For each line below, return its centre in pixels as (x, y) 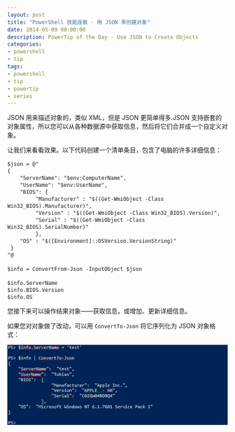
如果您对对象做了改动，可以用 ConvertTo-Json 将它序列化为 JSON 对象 (108, 326)
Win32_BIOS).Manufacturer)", (50, 207)
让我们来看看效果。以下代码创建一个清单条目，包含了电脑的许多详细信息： (114, 150)
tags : (15, 67)
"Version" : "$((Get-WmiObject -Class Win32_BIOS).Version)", (128, 214)
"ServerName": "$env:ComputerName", (73, 179)
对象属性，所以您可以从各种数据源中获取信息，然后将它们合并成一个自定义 (114, 127)
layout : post (26, 15)
